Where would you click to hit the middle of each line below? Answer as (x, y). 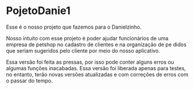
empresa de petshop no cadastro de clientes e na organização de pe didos (96, 44)
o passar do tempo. (30, 81)
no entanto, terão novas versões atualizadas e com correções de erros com (97, 74)
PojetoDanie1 (38, 11)
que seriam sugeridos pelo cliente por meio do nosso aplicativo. (83, 50)
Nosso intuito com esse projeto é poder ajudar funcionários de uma (87, 38)
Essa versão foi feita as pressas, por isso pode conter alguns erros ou (90, 62)
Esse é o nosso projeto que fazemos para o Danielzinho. (74, 27)
